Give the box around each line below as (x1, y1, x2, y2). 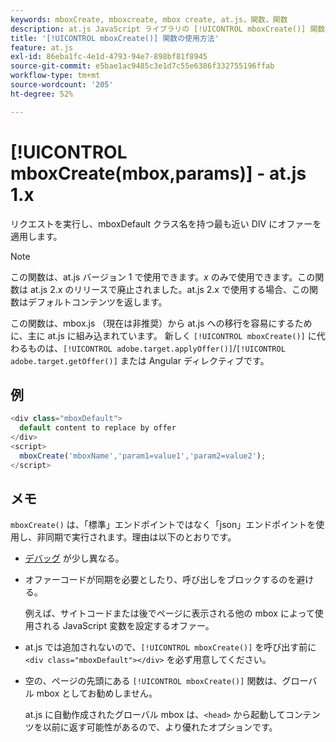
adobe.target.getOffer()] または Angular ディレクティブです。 (10, 354, 270, 366)
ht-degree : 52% (10, 89, 74, 99)
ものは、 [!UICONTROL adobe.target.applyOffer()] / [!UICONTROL (27, 342, 286, 354)
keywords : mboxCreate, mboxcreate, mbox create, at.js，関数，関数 (10, 14, 288, 25)
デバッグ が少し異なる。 (24, 552, 125, 565)
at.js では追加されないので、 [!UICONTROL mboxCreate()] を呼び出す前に (24, 641, 317, 653)
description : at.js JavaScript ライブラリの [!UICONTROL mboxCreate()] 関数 (10, 24, 326, 34)
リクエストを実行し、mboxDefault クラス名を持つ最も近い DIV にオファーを (10, 217, 322, 230)
